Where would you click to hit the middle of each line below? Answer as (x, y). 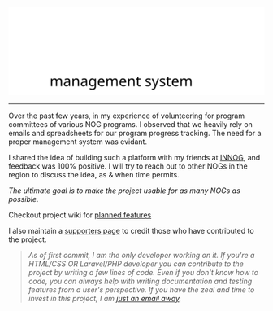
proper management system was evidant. (78, 142)
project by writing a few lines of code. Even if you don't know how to (143, 273)
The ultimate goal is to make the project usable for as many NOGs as (125, 191)
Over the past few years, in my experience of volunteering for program (127, 116)
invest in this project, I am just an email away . (105, 299)
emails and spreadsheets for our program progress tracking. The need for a (135, 134)
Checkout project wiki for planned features (80, 215)
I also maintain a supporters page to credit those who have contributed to (131, 231)
